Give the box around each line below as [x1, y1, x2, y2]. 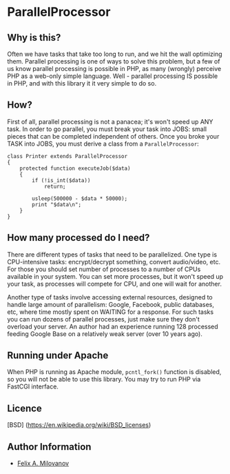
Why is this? [7, 32, 61, 43]
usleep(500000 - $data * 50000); [32, 195, 128, 202]
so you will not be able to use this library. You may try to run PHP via [7, 375, 201, 384]
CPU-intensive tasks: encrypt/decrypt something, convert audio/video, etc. [7, 257, 221, 266]
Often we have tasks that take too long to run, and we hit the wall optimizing [7, 50, 222, 58]
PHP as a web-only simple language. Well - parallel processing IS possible [7, 72, 218, 80]
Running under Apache [7, 350, 109, 362]
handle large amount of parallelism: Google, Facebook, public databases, [7, 300, 215, 308]
